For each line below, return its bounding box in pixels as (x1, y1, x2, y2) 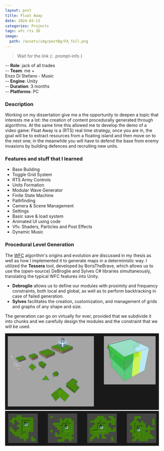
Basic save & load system (12, 213, 64, 219)
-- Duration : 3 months (5, 83, 50, 89)
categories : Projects (5, 24, 49, 28)
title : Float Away (5, 13, 42, 18)
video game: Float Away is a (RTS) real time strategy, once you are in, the (5, 127, 153, 133)
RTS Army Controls (12, 177, 51, 183)
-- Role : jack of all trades (5, 62, 55, 68)
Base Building (12, 167, 40, 173)
